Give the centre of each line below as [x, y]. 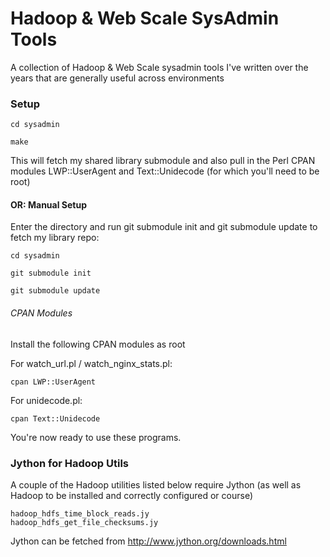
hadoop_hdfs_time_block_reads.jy [80, 513]
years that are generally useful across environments [117, 78]
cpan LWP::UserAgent [53, 382]
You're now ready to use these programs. [96, 437]
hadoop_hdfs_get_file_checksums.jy [84, 522]
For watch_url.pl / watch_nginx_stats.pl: [91, 363]
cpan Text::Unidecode [55, 418]
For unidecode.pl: [46, 400]
